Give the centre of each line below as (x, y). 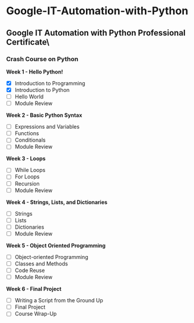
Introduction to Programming (50, 83)
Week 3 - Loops (26, 159)
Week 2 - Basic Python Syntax (44, 115)
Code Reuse (30, 270)
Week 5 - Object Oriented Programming (56, 245)
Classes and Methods (41, 263)
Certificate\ (28, 42)
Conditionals (30, 140)
